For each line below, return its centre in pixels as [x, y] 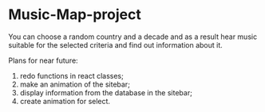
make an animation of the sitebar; [75, 84]
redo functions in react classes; [71, 75]
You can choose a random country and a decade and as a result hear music [133, 37]
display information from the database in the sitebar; [106, 92]
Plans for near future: [43, 60]
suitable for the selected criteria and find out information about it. [116, 44]
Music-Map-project [75, 15]
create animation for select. [65, 101]
